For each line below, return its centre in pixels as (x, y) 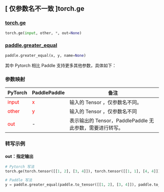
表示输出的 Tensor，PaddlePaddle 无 (112, 121)
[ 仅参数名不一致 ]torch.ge (45, 9)
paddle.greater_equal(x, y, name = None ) (46, 55)
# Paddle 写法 (19, 180)
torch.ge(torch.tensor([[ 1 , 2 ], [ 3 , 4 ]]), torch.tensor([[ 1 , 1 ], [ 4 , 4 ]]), (84, 172)
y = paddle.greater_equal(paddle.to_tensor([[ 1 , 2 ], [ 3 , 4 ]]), (71, 184)
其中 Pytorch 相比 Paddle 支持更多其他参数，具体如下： (61, 65)
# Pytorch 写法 (20, 167)
